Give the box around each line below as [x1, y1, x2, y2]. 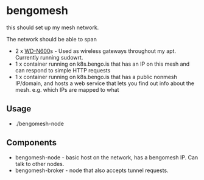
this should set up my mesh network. [6, 24, 99, 31]
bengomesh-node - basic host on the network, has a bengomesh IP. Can [15, 153, 199, 161]
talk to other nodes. [15, 160, 65, 167]
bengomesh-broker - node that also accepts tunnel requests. [15, 167, 169, 174]
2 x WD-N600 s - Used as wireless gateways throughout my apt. [15, 47, 177, 55]
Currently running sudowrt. [15, 54, 83, 61]
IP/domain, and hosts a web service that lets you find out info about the [15, 80, 195, 87]
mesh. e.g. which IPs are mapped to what [15, 86, 119, 93]
